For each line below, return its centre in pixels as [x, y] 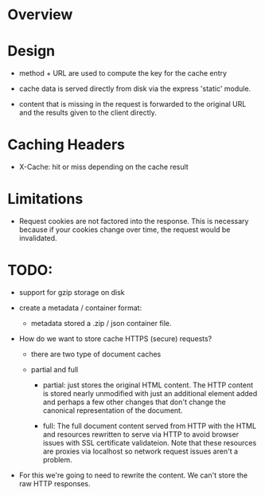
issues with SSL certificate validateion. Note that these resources [150, 442]
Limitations [45, 199]
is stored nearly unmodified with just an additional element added [150, 393]
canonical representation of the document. [113, 410]
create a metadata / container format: [80, 308]
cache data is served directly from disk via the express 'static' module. [135, 88]
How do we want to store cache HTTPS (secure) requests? [115, 338]
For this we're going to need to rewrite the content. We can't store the [133, 475]
